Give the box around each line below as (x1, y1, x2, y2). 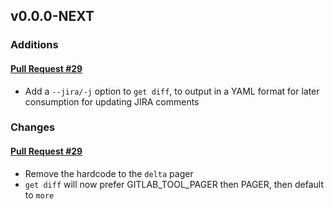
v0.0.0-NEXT (10, 8, 95, 25)
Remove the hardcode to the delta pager (24, 167, 194, 179)
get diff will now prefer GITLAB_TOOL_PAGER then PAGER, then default (24, 178, 324, 190)
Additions (10, 38, 59, 52)
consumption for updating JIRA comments (24, 95, 200, 108)
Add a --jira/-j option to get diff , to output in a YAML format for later (24, 85, 320, 97)
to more (24, 189, 55, 201)
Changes (10, 120, 56, 134)
